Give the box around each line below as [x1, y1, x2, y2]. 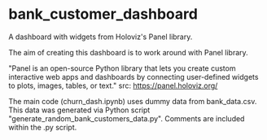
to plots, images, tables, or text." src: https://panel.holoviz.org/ [8, 81, 218, 90]
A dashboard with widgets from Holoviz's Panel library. [8, 32, 193, 42]
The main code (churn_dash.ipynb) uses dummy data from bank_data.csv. [8, 96, 257, 106]
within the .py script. [8, 122, 77, 132]
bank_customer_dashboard [8, 5, 198, 24]
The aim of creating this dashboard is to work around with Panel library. [8, 47, 248, 57]
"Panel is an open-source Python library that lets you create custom [8, 63, 236, 73]
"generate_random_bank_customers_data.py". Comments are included [8, 113, 245, 123]
